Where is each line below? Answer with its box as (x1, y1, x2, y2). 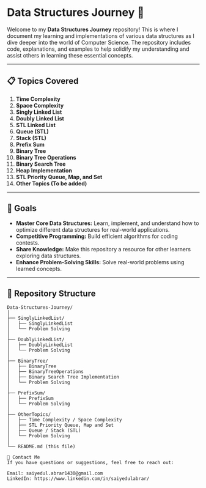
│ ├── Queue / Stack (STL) (7, 427, 81, 434)
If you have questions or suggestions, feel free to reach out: (7, 460, 174, 466)
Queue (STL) (15, 128, 49, 135)
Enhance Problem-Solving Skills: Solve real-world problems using (15, 258, 185, 265)
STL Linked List (15, 121, 56, 128)
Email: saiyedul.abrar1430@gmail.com (7, 470, 103, 476)
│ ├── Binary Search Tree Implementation (7, 374, 120, 380)
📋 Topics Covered (7, 76, 79, 86)
